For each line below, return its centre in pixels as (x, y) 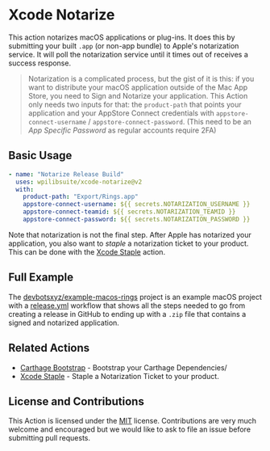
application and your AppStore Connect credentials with (121, 113)
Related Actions (49, 348)
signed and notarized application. (64, 322)
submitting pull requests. (50, 438)
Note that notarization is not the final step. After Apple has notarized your (130, 234)
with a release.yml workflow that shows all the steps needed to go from (127, 306)
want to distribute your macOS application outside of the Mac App (138, 87)
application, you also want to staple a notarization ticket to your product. (129, 243)
